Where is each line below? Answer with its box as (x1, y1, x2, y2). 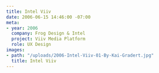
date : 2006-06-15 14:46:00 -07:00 (6, 14, 91, 20)
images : (6, 47, 25, 53)
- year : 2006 (6, 25, 38, 31)
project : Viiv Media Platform (11, 36, 85, 42)
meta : (6, 19, 19, 25)
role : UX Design (11, 42, 51, 48)
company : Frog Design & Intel (11, 31, 85, 36)
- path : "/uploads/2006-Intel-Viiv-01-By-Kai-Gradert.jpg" (6, 52, 154, 58)
